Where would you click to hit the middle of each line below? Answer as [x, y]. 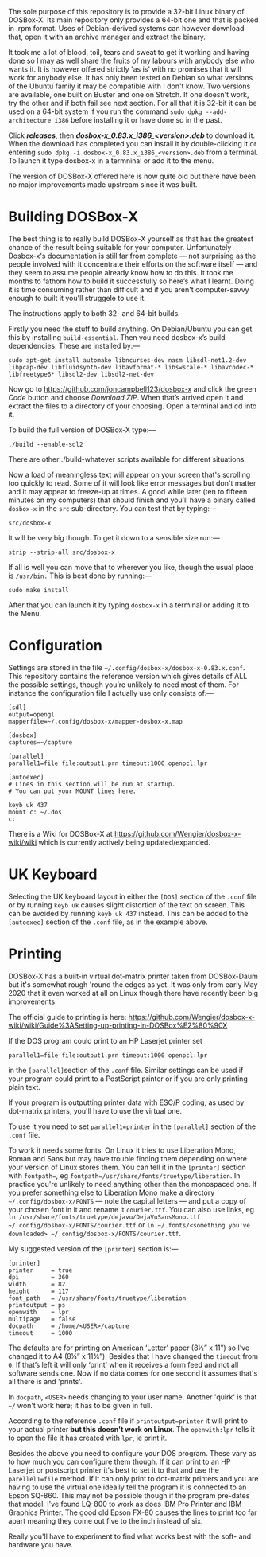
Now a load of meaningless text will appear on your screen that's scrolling [129, 474]
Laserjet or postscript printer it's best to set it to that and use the [114, 1470]
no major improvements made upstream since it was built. [103, 185]
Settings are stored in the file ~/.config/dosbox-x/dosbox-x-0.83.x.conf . [127, 667]
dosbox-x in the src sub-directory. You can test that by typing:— [112, 508]
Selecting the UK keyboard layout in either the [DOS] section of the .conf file [133, 896]
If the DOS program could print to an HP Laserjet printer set [105, 1040]
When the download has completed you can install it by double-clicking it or [133, 144]
